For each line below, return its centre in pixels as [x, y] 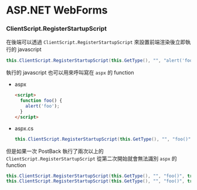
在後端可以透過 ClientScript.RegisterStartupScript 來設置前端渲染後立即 [96, 42]
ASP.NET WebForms [57, 10]
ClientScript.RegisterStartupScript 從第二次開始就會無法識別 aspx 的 [91, 158]
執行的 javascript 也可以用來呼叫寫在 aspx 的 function [70, 73]
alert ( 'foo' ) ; [43, 106]
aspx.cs [24, 128]
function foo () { [41, 101]
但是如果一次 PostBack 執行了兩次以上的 [55, 151]
